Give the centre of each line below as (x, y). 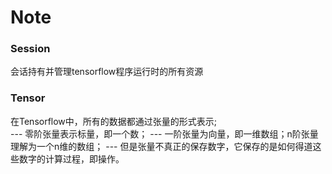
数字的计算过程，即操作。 (71, 158)
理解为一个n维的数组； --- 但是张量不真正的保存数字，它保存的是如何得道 (161, 146)
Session (30, 49)
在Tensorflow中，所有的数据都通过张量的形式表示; (114, 121)
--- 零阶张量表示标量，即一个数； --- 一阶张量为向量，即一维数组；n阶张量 (164, 133)
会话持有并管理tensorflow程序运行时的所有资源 (107, 72)
